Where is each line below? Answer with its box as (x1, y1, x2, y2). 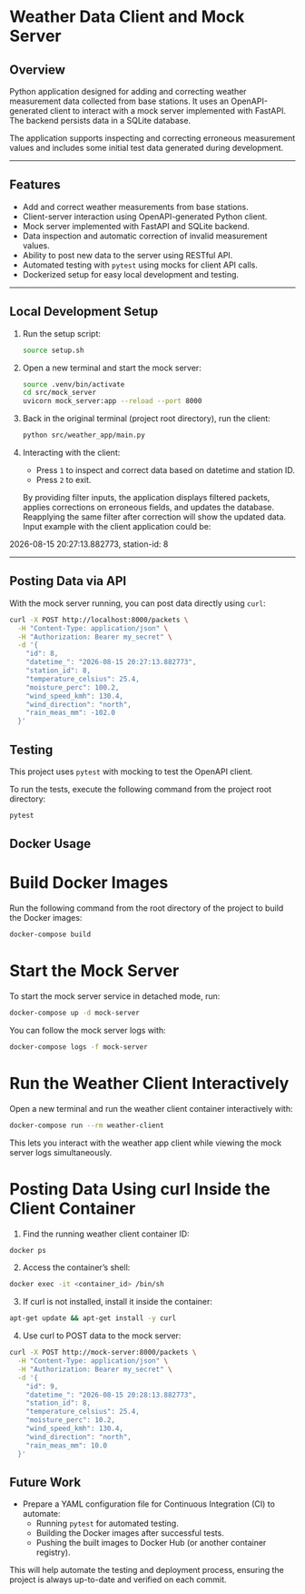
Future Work (9, 1474, 82, 1489)
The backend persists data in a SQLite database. (9, 116, 192, 126)
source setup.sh (22, 346, 84, 355)
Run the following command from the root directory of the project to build (9, 903, 284, 913)
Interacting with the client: (22, 448, 121, 458)
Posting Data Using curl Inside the (9, 1178, 271, 1199)
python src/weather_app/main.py (22, 430, 145, 440)
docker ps (9, 1246, 47, 1255)
